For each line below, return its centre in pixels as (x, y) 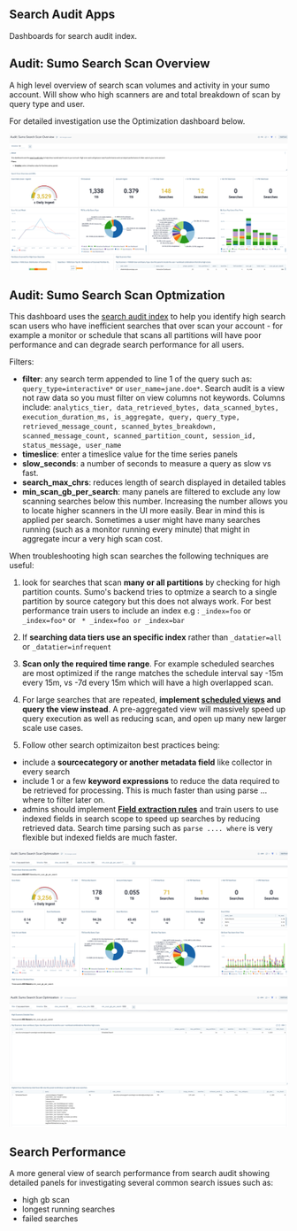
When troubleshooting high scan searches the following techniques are (139, 556)
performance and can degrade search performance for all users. (127, 345)
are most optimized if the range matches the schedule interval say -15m (152, 673)
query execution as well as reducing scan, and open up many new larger (154, 719)
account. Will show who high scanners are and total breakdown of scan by (145, 94)
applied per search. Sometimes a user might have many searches (141, 520)
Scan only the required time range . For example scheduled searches (148, 664)
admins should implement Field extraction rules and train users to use (150, 809)
